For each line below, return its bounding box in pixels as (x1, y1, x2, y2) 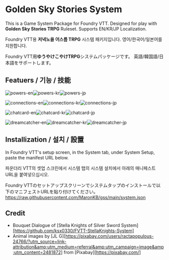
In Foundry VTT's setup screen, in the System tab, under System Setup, (5, 149, 155, 155)
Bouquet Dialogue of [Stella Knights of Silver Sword (12, 222, 120, 229)
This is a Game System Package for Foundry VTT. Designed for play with (5, 20, 157, 26)
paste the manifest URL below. (5, 154, 69, 160)
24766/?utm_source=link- (12, 239, 67, 245)
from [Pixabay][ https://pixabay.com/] (63, 249, 141, 255)
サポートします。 (18, 59, 54, 66)
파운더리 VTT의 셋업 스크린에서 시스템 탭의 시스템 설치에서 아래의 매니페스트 (5, 165, 156, 171)
